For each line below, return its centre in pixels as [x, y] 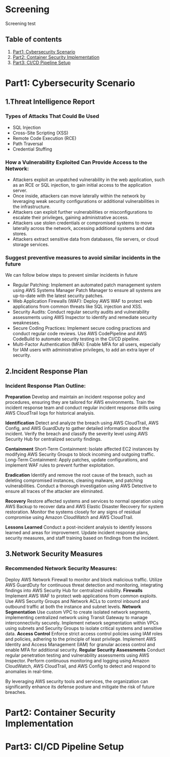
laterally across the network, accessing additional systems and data [83, 228]
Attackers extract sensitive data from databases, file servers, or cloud [86, 239]
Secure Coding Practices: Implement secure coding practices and [81, 328]
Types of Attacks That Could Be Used [52, 117]
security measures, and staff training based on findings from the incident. [82, 538]
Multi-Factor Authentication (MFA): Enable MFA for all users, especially [87, 344]
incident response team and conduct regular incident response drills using [83, 407]
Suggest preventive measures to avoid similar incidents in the [83, 257]
